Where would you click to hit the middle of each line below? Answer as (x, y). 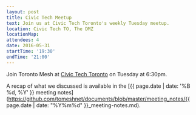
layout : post (23, 12)
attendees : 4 (23, 40)
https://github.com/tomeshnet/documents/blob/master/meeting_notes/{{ (99, 99)
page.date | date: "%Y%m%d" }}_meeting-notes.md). (73, 105)
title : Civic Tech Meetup (39, 18)
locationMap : (23, 34)
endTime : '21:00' (28, 57)
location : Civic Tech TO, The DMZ (50, 29)
